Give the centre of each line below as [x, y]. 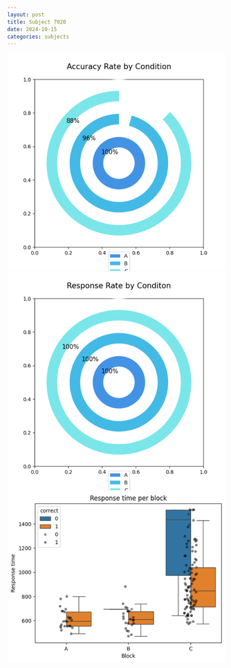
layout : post [26, 15]
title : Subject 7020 [37, 22]
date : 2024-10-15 [32, 29]
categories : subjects [38, 37]
